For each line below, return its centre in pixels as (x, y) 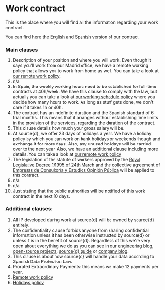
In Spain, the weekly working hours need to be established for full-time (84, 87)
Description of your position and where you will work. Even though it (82, 60)
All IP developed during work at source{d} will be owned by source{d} (83, 220)
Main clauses (22, 50)
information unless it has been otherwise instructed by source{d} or (81, 235)
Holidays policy (28, 282)
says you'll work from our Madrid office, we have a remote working (81, 66)
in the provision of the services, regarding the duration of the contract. (84, 123)
